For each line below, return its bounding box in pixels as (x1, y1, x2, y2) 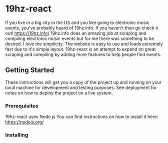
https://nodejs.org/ (5, 119, 44, 125)
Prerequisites (5, 102, 38, 109)
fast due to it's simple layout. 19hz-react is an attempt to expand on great (5, 46, 156, 52)
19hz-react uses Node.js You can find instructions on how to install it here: (5, 113, 158, 120)
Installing (5, 131, 28, 138)
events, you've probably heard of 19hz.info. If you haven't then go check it (5, 24, 158, 30)
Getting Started (5, 66, 54, 74)
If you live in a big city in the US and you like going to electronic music (5, 19, 150, 25)
